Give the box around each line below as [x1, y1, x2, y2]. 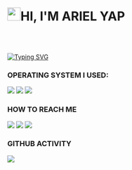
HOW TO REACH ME [7, 105, 77, 115]
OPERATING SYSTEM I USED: [7, 70, 109, 80]
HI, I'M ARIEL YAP [20, 8, 125, 25]
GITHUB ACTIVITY [7, 139, 72, 149]
